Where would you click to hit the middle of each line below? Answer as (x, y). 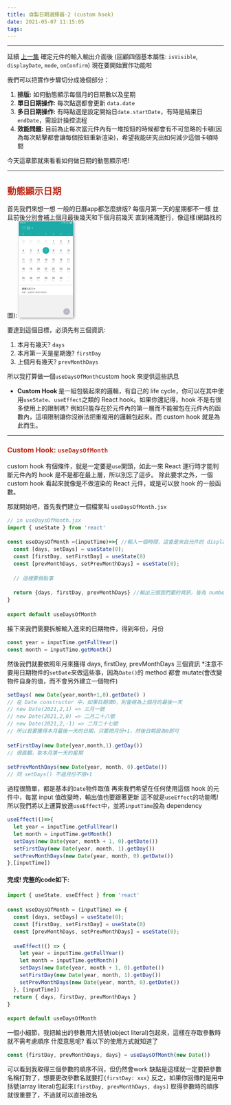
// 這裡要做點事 (33, 578)
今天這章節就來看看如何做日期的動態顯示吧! (68, 161)
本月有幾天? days (41, 344)
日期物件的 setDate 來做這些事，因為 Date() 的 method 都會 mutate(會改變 (120, 672)
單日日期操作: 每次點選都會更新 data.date (76, 103)
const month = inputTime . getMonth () (59, 650)
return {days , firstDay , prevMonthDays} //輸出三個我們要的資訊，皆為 (110, 593)
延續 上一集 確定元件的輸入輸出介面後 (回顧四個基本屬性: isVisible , (102, 57)
